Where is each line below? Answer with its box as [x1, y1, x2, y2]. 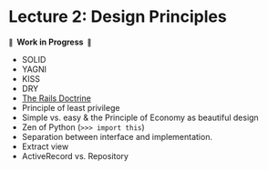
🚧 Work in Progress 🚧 [8, 36, 92, 47]
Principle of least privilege [21, 102, 120, 113]
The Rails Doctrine [21, 93, 92, 104]
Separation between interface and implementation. [21, 131, 213, 142]
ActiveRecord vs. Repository [21, 150, 129, 161]
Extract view [21, 141, 69, 152]
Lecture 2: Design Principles [8, 6, 227, 27]
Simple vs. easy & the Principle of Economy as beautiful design [21, 112, 259, 123]
